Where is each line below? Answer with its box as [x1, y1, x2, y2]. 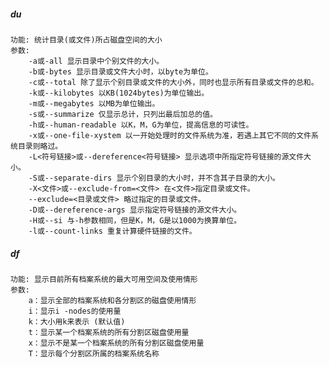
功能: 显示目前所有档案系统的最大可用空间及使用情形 [10, 274, 198, 284]
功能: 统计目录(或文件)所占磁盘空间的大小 [10, 35, 163, 45]
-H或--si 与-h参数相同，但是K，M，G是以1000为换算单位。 [28, 215, 242, 225]
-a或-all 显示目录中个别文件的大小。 [28, 56, 165, 66]
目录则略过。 [17, 141, 63, 151]
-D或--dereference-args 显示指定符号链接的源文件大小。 [28, 205, 242, 215]
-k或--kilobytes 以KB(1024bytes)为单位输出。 [28, 88, 210, 98]
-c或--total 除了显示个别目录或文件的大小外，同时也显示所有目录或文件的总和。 [28, 77, 319, 87]
